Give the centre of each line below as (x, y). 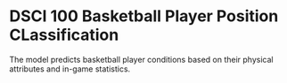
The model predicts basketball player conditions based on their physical (141, 59)
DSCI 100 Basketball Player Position (144, 16)
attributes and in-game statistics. (70, 69)
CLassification (64, 35)
